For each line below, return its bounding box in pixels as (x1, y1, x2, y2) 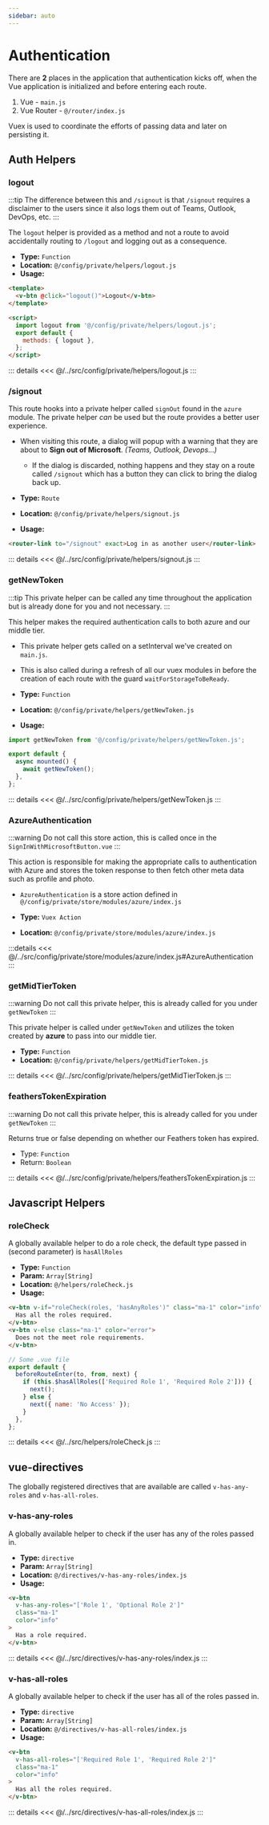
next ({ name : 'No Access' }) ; (29, 1400, 130, 1408)
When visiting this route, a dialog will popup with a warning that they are (19, 437, 259, 446)
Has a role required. (15, 1631, 88, 1639)
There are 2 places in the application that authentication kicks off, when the (8, 73, 258, 83)
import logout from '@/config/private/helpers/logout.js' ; (15, 321, 217, 329)
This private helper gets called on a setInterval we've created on (19, 641, 232, 650)
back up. (31, 478, 62, 487)
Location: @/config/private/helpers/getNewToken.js (19, 704, 195, 715)
